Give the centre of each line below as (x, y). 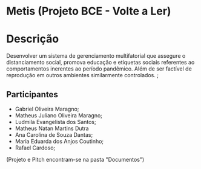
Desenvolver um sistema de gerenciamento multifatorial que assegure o (96, 56)
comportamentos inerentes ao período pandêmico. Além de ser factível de (99, 69)
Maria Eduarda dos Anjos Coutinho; (59, 141)
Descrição (33, 39)
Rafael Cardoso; (35, 148)
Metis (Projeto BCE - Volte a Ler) (89, 11)
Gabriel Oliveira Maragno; (47, 109)
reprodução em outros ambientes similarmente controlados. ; (83, 75)
